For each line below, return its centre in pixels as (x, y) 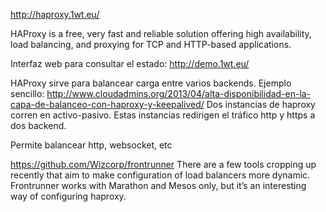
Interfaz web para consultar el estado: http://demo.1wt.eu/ (130, 63)
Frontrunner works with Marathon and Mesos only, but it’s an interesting (158, 185)
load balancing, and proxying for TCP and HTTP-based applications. (151, 44)
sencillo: (27, 93)
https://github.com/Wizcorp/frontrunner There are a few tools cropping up (163, 164)
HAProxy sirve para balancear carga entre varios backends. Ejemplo (151, 83)
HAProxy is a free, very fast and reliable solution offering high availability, (161, 33)
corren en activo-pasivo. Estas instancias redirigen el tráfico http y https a (163, 115)
